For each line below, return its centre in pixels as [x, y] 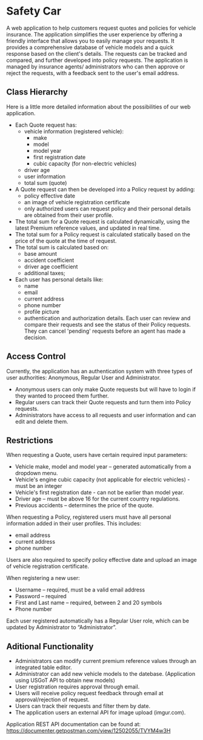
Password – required [41, 596]
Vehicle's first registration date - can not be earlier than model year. [100, 493]
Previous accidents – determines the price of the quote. [84, 505]
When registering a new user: [43, 578]
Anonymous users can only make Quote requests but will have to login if [105, 389]
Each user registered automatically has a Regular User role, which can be [98, 621]
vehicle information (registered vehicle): [74, 131]
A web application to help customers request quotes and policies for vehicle [101, 28]
